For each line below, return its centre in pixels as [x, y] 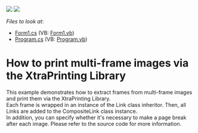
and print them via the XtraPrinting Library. [58, 99]
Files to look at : [25, 21]
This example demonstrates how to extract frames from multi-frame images [99, 92]
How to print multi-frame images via [98, 63]
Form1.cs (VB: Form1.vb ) [44, 33]
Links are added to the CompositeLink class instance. [72, 111]
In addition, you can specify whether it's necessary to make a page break [96, 117]
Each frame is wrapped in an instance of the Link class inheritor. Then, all [96, 104]
